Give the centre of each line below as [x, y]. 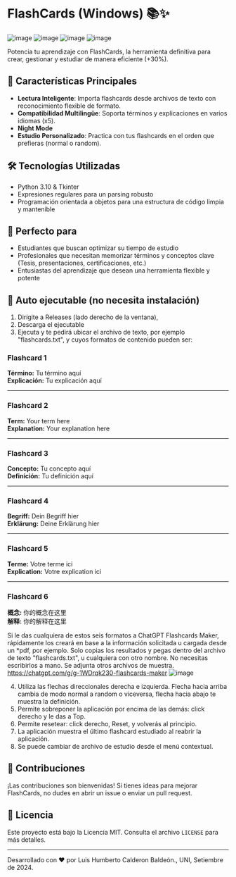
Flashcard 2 [28, 406]
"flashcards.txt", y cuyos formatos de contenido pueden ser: [105, 340]
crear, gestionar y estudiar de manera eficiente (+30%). [88, 59]
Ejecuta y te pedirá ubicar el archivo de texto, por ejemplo [101, 332]
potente [29, 278]
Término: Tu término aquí [44, 373]
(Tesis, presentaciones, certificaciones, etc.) [82, 263]
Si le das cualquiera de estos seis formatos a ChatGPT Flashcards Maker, [113, 635]
